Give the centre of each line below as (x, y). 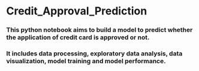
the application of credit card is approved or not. (78, 37)
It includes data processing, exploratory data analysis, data (94, 54)
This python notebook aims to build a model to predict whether (99, 30)
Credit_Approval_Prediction (77, 11)
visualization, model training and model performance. (86, 61)
